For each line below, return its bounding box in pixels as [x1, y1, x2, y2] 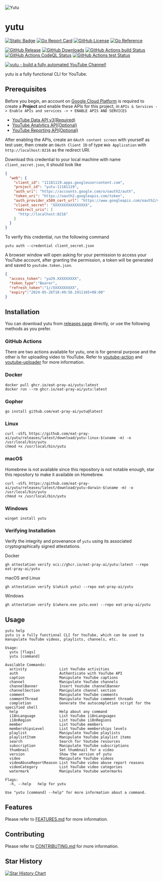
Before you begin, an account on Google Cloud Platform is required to [5, 98, 145, 104]
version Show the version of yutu [9, 752, 112, 757]
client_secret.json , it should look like [5, 161, 81, 167]
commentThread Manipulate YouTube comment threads [9, 697, 133, 702]
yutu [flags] [9, 650, 36, 655]
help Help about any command [9, 709, 108, 714]
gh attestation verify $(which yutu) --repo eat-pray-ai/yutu [5, 584, 133, 589]
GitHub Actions [5, 338, 42, 345]
